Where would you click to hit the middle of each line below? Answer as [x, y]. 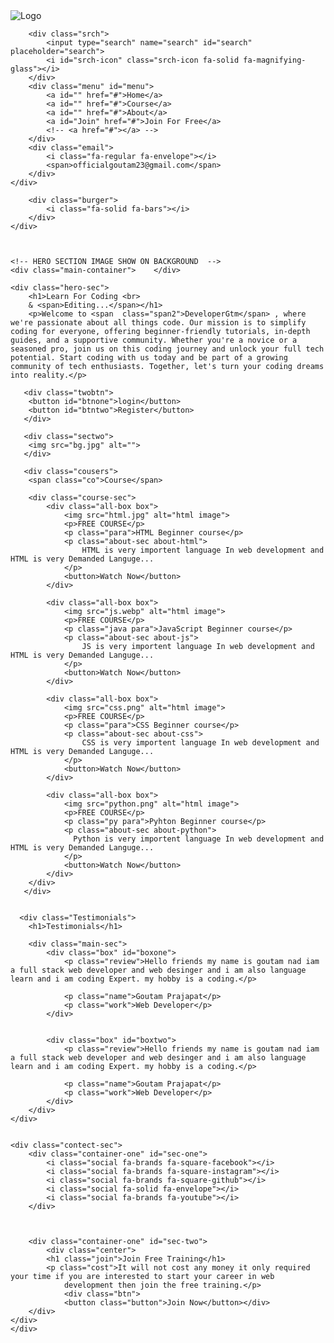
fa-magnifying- [275, 60]
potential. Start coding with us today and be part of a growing [149, 358]
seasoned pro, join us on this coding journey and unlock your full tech [167, 349]
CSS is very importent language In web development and [200, 743]
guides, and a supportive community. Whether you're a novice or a [154, 340]
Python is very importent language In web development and [199, 839]
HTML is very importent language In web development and [203, 550]
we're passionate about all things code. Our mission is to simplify [158, 323]
